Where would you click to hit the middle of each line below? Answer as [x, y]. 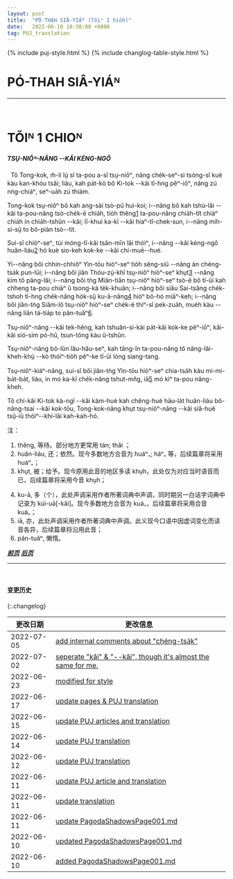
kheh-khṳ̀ [21, 356]
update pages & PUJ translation [107, 701]
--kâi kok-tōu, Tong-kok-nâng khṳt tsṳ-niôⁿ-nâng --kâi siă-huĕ [126, 409]
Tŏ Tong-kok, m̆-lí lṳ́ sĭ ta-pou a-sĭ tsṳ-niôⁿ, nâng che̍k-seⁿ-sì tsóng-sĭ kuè [116, 175]
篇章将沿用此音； [78, 529]
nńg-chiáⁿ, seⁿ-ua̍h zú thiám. [49, 191]
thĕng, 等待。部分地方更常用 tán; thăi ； [74, 445]
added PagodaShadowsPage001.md [115, 861]
